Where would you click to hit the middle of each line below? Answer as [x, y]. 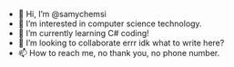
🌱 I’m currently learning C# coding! [84, 33]
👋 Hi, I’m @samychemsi [62, 14]
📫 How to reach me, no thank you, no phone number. [119, 53]
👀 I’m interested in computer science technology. [110, 24]
